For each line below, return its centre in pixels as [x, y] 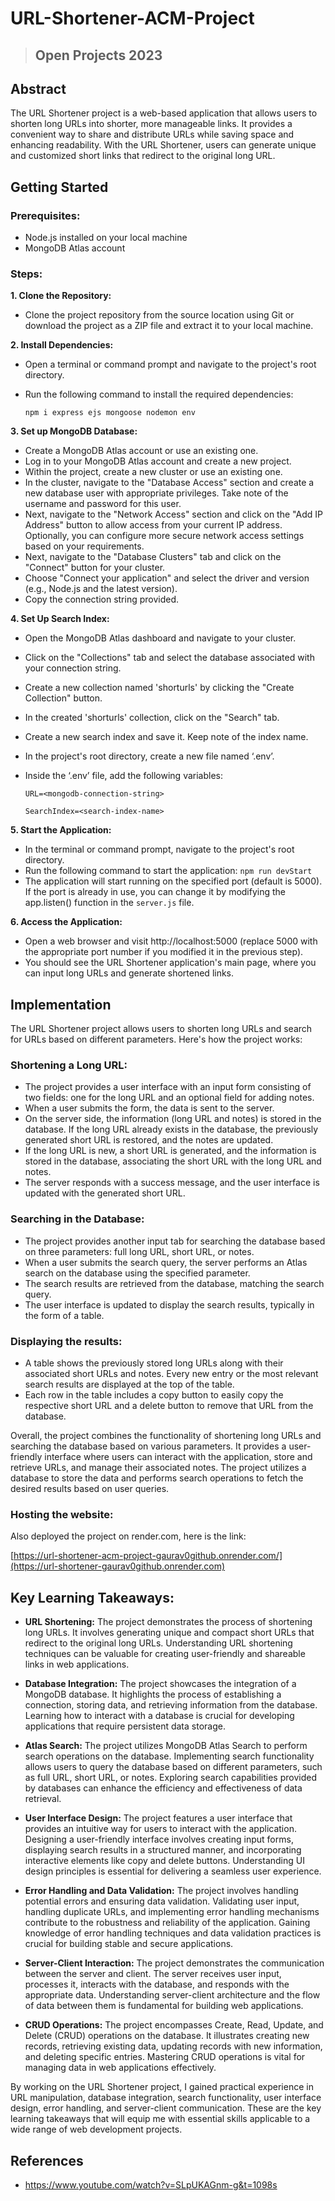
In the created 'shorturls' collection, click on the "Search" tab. [152, 718]
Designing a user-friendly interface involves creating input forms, [159, 1839]
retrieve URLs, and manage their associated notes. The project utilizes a [158, 1468]
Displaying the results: [66, 1341]
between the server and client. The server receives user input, [153, 1974]
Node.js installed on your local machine [106, 238]
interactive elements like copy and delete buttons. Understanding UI [164, 1861]
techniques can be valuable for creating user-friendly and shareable [165, 1654]
